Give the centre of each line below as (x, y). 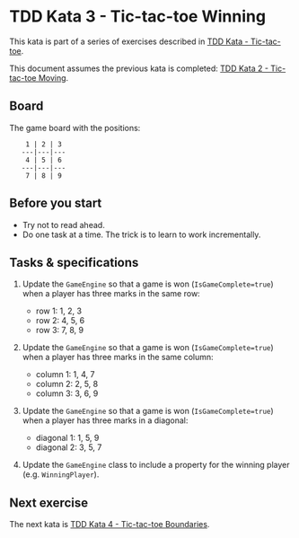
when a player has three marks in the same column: (118, 357)
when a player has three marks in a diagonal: (105, 420)
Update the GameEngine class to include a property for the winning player (156, 465)
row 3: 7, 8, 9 (59, 331)
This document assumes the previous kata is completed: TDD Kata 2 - (139, 68)
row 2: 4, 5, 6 (60, 321)
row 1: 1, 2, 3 (59, 311)
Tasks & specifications (74, 262)
